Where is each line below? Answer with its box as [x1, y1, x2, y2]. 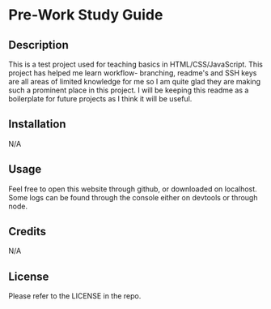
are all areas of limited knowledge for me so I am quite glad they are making [8, 77, 261, 86]
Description [8, 38, 69, 52]
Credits [8, 225, 47, 238]
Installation [8, 118, 66, 131]
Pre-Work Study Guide [8, 6, 163, 24]
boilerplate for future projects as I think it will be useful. [8, 94, 193, 103]
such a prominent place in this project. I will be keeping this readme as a [8, 85, 249, 95]
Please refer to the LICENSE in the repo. [8, 291, 142, 301]
